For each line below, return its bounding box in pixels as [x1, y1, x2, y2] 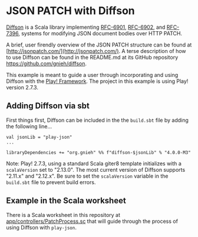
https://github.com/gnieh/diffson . [6, 60, 87, 67]
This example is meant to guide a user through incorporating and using [6, 71, 179, 78]
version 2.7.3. [6, 84, 38, 91]
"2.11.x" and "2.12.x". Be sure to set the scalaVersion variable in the [6, 172, 169, 179]
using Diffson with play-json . [6, 223, 77, 231]
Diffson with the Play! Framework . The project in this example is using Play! [6, 78, 189, 85]
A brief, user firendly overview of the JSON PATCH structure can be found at [6, 41, 192, 48]
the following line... [6, 122, 52, 130]
